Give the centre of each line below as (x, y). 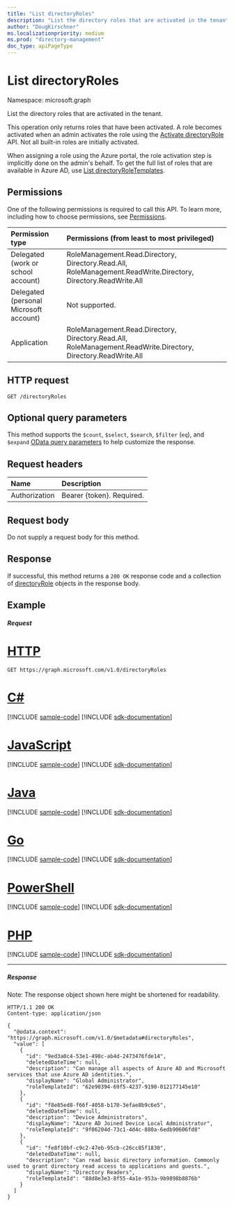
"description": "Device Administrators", (87, 1118)
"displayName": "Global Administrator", (85, 1081)
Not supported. (91, 305)
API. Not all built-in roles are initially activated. (73, 142)
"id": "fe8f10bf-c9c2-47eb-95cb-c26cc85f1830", (96, 1148)
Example (26, 605)
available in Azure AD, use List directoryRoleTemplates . (86, 170)
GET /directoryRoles (37, 396)
